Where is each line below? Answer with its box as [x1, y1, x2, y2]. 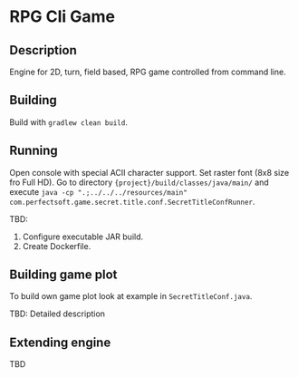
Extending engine [9, 334, 111, 350]
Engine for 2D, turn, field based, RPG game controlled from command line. [9, 66, 287, 77]
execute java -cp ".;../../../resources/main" [9, 186, 187, 197]
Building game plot [9, 267, 118, 283]
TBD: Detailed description [9, 308, 106, 319]
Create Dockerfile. [22, 240, 91, 251]
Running [9, 143, 59, 159]
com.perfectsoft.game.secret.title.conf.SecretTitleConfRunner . [9, 196, 255, 207]
